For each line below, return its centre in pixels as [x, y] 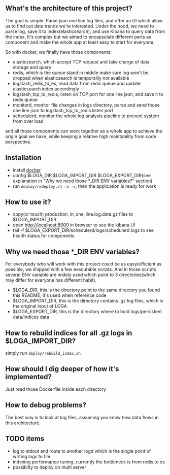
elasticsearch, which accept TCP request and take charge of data [81, 62]
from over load [28, 121]
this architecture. [23, 423]
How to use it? [28, 202]
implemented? [29, 377]
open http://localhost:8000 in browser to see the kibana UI [74, 225]
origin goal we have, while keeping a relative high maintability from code [81, 136]
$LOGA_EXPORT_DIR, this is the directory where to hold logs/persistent [87, 312]
